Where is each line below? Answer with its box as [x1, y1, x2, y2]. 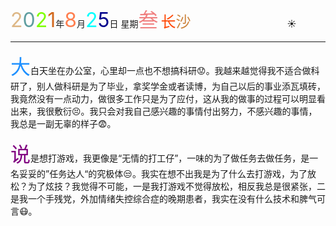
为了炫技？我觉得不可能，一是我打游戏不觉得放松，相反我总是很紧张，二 [27, 180, 326, 192]
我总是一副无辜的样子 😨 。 [10, 118, 117, 129]
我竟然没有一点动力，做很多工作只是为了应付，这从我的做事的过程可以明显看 [10, 93, 326, 104]
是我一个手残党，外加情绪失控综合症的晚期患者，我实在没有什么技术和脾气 [10, 193, 317, 204]
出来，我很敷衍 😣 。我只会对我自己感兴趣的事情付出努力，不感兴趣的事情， [10, 105, 318, 117]
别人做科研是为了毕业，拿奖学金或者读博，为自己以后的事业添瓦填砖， [36, 80, 326, 92]
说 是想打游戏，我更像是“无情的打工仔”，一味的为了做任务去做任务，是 [10, 142, 310, 167]
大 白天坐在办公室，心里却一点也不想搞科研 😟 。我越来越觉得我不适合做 [10, 54, 312, 79]
